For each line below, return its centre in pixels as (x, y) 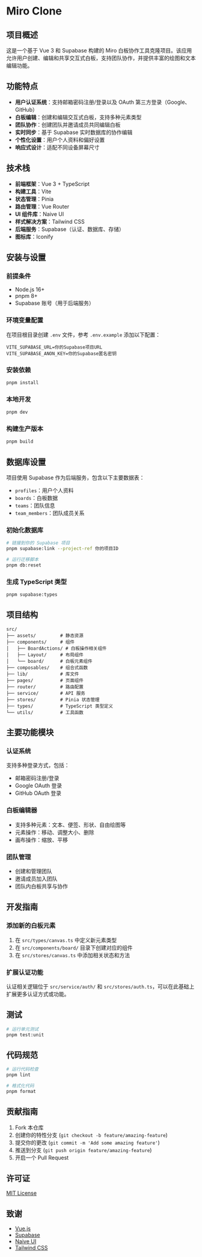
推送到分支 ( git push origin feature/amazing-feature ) (83, 1150)
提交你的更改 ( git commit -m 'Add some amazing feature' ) (87, 1142)
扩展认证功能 (25, 972)
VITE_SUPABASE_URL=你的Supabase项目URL (54, 347)
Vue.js (23, 1229)
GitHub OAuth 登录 (38, 793)
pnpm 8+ (26, 296)
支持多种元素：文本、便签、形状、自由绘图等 (70, 825)
